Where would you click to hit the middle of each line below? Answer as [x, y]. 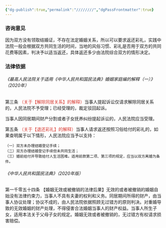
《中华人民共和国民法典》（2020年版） [44, 173]
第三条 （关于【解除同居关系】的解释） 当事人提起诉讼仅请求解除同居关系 [80, 102]
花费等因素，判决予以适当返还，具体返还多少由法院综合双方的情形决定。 [79, 52]
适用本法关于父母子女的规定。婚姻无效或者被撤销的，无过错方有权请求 [85, 215]
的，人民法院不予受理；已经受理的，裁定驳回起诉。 [57, 108]
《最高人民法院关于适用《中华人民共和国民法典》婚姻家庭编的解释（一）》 [80, 79]
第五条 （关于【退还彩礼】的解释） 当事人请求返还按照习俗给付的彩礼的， [80, 129]
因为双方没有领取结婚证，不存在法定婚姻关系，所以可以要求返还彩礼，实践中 [83, 40]
